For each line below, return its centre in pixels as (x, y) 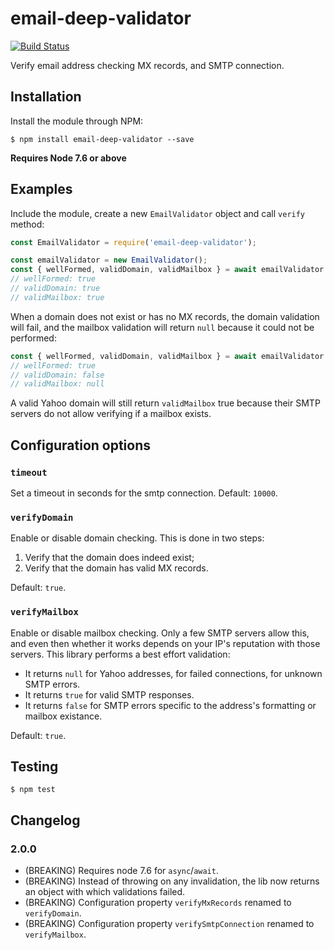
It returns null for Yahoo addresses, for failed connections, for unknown (173, 673)
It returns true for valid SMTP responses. (109, 694)
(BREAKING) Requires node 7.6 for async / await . (121, 871)
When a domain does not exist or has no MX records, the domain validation (165, 316)
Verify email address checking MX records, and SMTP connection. (147, 65)
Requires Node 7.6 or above (68, 158)
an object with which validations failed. (105, 892)
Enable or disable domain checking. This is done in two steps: (137, 538)
